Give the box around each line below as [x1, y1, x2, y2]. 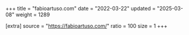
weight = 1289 [15, 11, 50, 18]
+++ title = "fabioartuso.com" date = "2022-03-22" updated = [5, 5, 156, 12]
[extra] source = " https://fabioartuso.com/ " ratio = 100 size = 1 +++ [5, 23, 168, 29]
